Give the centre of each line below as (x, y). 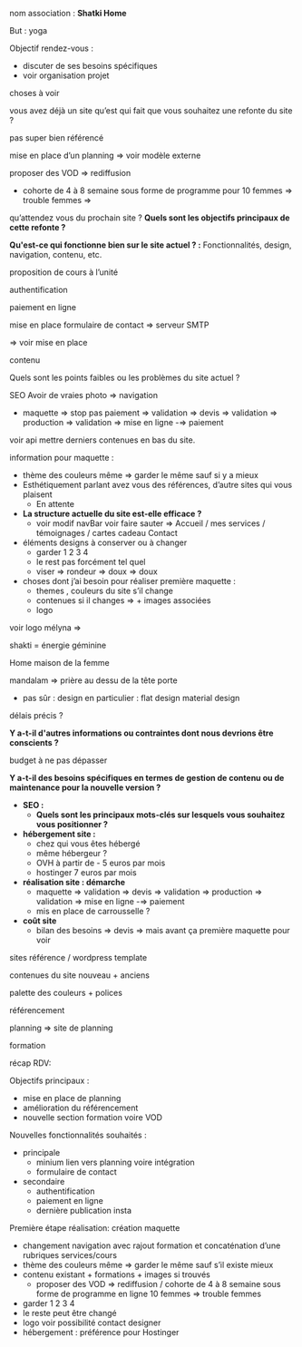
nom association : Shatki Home (68, 13)
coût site (39, 921)
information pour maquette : (62, 458)
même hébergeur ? (71, 853)
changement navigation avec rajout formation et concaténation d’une (151, 1245)
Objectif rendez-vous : (51, 48)
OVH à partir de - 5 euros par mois (101, 863)
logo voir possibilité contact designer (92, 1323)
